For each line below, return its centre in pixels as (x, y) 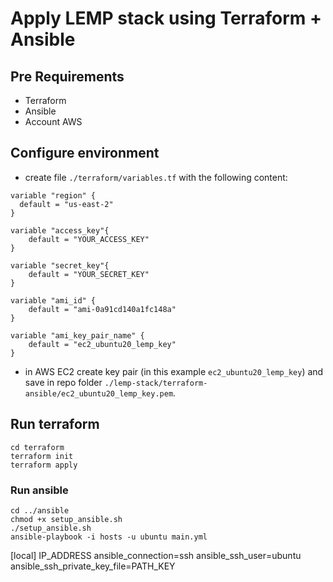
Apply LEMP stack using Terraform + (166, 18)
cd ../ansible (40, 510)
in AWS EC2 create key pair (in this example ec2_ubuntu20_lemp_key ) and (174, 371)
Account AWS (53, 121)
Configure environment (85, 153)
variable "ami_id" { (53, 300)
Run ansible (39, 490)
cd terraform (37, 447)
